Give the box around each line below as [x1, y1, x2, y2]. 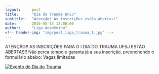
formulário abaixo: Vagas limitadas [5, 54, 76, 60]
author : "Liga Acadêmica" [5, 26, 68, 31]
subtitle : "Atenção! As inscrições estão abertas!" [5, 16, 119, 21]
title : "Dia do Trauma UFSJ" [5, 12, 77, 17]
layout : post [5, 7, 41, 12]
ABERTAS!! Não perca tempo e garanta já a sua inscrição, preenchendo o [5, 49, 155, 55]
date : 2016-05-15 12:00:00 [5, 21, 74, 26]
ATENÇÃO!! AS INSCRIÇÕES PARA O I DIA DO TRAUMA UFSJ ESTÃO [5, 44, 145, 49]
